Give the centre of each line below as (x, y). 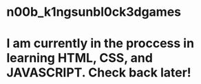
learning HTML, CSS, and (80, 58)
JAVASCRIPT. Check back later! (99, 73)
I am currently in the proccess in (100, 44)
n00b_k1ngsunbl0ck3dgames (94, 12)
